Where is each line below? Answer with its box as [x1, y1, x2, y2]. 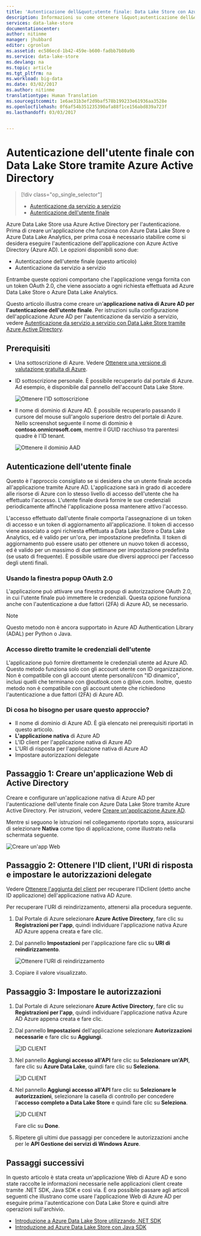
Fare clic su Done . [14, 1122, 60, 1130]
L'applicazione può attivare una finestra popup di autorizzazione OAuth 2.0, [6, 588, 193, 595]
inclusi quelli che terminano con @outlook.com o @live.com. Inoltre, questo [6, 678, 192, 685]
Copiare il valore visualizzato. [14, 969, 88, 977]
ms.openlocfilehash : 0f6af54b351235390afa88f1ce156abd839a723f [6, 103, 167, 110]
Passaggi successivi [6, 1157, 85, 1168]
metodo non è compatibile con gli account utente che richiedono [6, 684, 166, 691]
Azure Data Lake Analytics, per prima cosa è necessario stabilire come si [6, 234, 186, 241]
